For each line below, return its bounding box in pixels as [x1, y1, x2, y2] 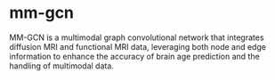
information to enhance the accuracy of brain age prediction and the [9, 51, 260, 61]
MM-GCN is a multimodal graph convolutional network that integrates [9, 32, 264, 43]
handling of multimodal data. [9, 60, 114, 71]
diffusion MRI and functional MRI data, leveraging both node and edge [9, 41, 267, 52]
